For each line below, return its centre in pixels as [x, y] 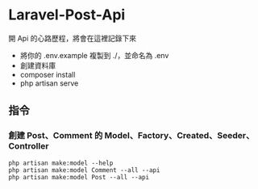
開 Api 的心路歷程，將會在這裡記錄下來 [73, 38]
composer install [48, 74]
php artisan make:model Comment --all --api [84, 170]
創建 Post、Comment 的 [56, 136]
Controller [29, 146]
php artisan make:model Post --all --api [79, 177]
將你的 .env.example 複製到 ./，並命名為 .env [94, 55]
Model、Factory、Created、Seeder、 [179, 136]
